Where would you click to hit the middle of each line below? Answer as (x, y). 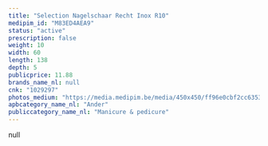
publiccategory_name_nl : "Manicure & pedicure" (89, 112)
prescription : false (43, 38)
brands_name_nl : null (44, 82)
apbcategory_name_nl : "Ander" (59, 105)
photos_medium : (33, 97)
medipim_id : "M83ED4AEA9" (51, 23)
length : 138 (28, 61)
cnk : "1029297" (33, 90)
